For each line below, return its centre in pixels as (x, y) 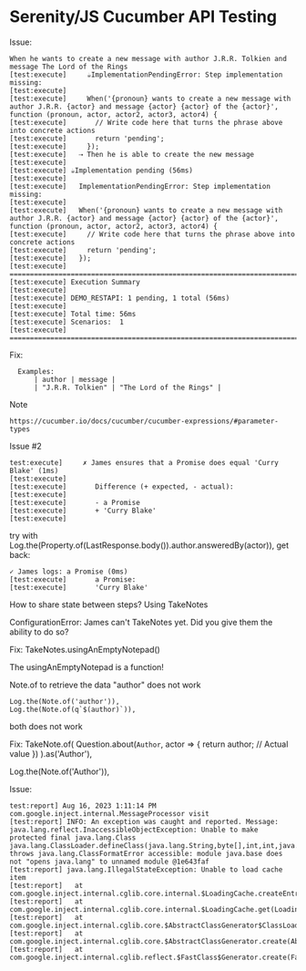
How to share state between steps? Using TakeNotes (109, 604)
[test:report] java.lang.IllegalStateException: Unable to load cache (146, 869)
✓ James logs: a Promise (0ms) (69, 572)
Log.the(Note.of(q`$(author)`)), (73, 709)
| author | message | (75, 379)
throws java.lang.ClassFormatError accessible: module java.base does (146, 853)
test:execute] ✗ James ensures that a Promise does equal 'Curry (144, 462)
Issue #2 (26, 446)
